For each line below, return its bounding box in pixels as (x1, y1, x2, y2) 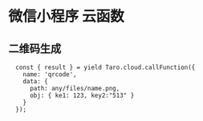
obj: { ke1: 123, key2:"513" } (29, 91, 135, 99)
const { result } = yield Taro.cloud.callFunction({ (15, 63, 196, 71)
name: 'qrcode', (22, 71, 78, 79)
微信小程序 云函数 (8, 7, 124, 26)
